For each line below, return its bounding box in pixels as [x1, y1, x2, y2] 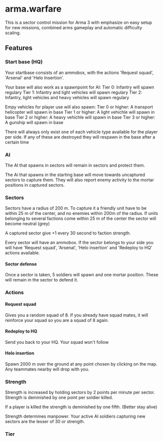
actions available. [5, 250, 40, 256]
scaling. [5, 30, 21, 35]
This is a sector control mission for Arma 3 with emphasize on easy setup [5, 19, 152, 25]
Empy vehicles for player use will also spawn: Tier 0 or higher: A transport [5, 104, 153, 110]
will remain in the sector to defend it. [5, 277, 78, 283]
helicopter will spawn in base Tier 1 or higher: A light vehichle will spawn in [5, 109, 155, 115]
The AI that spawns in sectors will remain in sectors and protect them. [5, 162, 145, 168]
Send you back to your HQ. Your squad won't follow [5, 339, 109, 345]
